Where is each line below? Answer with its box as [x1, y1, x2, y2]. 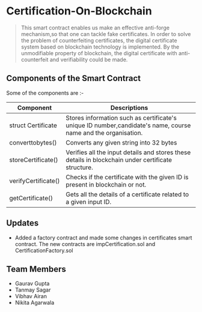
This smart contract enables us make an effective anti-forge [20, 24, 170, 31]
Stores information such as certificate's [66, 113, 177, 122]
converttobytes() [9, 138, 57, 146]
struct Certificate [9, 121, 57, 130]
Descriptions [110, 103, 148, 112]
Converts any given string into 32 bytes [66, 138, 177, 146]
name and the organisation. [66, 128, 143, 137]
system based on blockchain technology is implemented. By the [20, 43, 180, 50]
